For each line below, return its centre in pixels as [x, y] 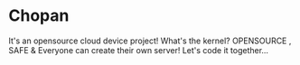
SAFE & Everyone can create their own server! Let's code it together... [138, 50]
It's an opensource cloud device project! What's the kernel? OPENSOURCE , [150, 41]
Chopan [39, 16]
